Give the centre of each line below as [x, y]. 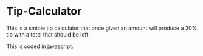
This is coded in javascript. [40, 46]
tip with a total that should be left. [48, 34]
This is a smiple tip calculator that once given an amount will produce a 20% [102, 28]
